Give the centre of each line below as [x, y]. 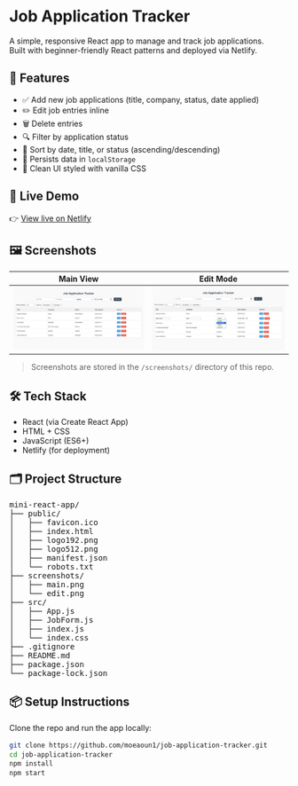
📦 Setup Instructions [70, 702]
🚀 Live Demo [44, 196]
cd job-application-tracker [61, 755]
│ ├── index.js [47, 629]
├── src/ [28, 602]
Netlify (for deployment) [66, 451]
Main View [79, 279]
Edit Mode [218, 279]
